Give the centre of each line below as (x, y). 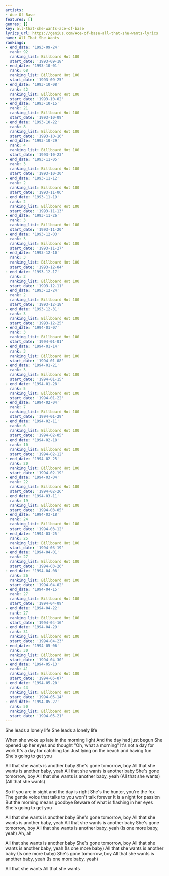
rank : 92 (19, 52)
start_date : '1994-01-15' (37, 379)
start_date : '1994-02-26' (37, 491)
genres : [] (17, 24)
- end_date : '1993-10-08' (32, 84)
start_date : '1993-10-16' (37, 136)
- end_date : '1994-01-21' (32, 365)
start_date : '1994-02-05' (37, 435)
